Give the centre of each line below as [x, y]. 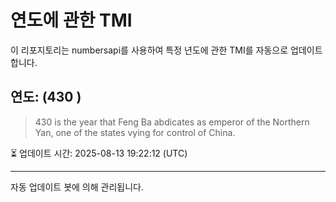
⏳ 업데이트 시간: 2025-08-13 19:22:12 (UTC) [99, 153]
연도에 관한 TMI [71, 20]
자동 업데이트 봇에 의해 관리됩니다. [77, 187]
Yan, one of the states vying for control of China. [135, 132]
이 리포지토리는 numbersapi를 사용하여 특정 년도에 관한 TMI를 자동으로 [149, 50]
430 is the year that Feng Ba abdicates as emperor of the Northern [172, 122]
